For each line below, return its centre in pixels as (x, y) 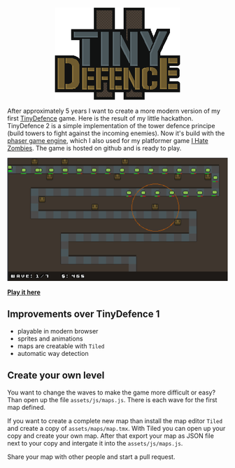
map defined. (26, 407)
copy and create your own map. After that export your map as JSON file (111, 436)
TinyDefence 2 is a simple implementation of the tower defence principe (111, 126)
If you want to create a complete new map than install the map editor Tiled (115, 420)
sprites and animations (50, 338)
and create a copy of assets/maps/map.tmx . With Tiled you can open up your (116, 428)
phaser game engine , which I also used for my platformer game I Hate (108, 140)
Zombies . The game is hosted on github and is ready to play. (94, 148)
